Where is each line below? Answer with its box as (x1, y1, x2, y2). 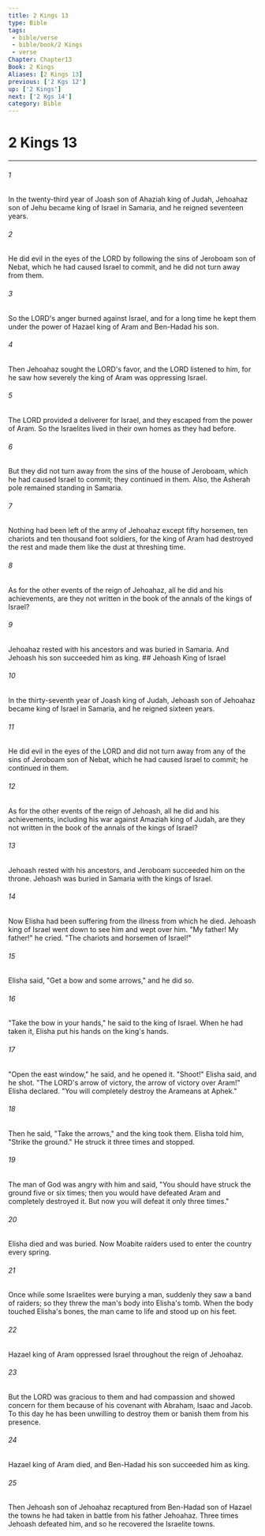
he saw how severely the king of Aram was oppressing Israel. (8, 372, 207, 382)
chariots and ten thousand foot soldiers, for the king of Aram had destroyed (8, 534, 254, 544)
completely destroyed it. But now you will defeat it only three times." (8, 1196, 230, 1206)
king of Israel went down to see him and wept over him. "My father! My (8, 924, 239, 934)
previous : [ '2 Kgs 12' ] (8, 77, 87, 85)
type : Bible (8, 19, 47, 27)
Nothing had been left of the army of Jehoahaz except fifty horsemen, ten (8, 526, 248, 535)
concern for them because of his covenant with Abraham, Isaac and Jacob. (8, 1400, 253, 1410)
